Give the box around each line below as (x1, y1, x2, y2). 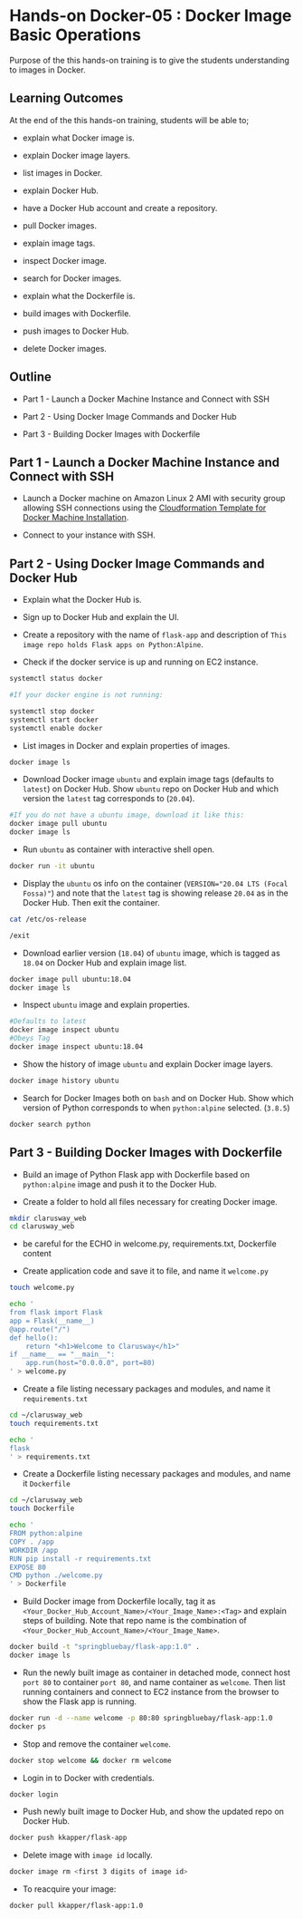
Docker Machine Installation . (22, 512, 129, 523)
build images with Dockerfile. (22, 307, 131, 318)
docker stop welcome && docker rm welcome (9, 1756, 172, 1765)
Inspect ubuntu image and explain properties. (22, 999, 190, 1011)
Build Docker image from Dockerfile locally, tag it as (22, 1596, 216, 1607)
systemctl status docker (9, 674, 103, 683)
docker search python (9, 1119, 91, 1129)
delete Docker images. (22, 343, 107, 354)
